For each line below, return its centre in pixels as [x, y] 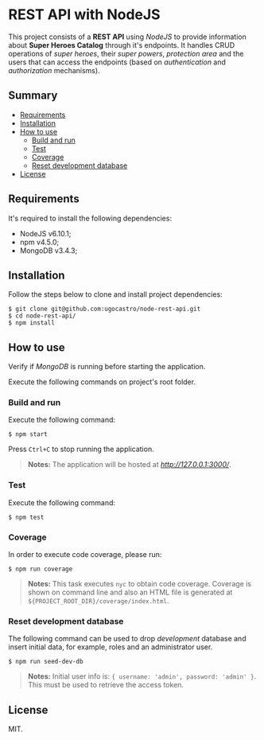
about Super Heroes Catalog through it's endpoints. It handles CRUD [122, 45]
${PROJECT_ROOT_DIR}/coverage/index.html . [98, 601]
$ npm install [32, 323]
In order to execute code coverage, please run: [85, 555]
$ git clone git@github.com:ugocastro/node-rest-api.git [105, 309]
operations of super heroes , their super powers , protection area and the [126, 53]
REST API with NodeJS [84, 15]
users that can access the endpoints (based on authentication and [117, 62]
